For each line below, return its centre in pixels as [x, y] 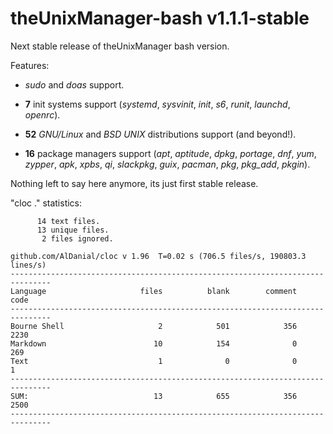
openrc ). [42, 114]
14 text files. [68, 221]
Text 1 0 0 [154, 361]
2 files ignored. [77, 238]
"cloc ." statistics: [46, 203]
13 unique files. [73, 230]
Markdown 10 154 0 [154, 343]
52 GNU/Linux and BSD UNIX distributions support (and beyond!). [160, 134]
